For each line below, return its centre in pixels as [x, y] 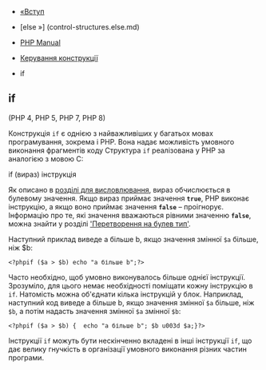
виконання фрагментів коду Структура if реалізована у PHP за [117, 150]
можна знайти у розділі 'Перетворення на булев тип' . [99, 224]
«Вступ [32, 12]
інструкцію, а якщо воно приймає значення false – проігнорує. [116, 206]
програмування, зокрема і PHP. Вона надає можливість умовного [121, 141]
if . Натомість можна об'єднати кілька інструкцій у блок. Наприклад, [126, 294]
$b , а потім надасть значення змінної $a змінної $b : [95, 311]
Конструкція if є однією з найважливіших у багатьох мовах [111, 133]
